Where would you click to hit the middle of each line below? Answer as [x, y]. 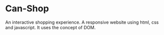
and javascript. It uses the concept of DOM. [50, 27]
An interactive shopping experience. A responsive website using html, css [82, 22]
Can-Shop [27, 9]
